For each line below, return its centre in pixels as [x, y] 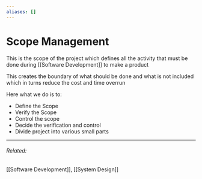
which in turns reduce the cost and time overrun [66, 82]
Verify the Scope [36, 112]
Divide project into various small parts [62, 131]
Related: [17, 151]
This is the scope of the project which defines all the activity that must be [97, 58]
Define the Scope [37, 106]
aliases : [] [21, 12]
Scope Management [58, 41]
